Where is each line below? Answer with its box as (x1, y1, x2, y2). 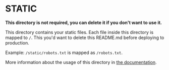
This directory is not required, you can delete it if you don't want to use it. (5, 19, 162, 25)
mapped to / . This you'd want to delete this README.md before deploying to (5, 34, 164, 40)
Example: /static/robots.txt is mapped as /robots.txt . (5, 49, 123, 55)
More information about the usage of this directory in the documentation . (5, 59, 157, 65)
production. (5, 39, 29, 45)
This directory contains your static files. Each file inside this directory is (5, 29, 154, 35)
